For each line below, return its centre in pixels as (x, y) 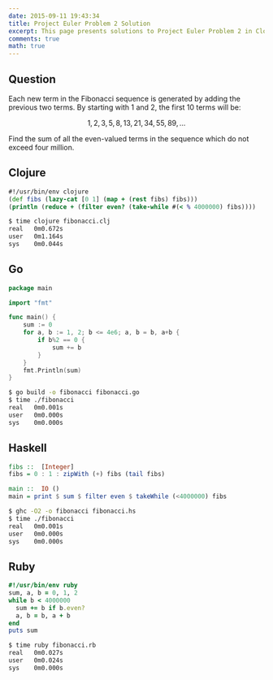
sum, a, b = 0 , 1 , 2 (43, 593)
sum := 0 (38, 325)
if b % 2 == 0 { (61, 340)
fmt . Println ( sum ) (52, 370)
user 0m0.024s (36, 661)
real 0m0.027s (36, 653)
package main (30, 288)
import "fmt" (30, 303)
